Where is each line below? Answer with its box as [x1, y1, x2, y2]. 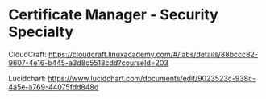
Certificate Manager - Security [8, 6, 219, 24]
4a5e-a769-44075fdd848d [8, 82, 99, 92]
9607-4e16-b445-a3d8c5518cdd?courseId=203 [8, 58, 169, 68]
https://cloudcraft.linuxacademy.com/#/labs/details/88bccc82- [48, 49, 258, 59]
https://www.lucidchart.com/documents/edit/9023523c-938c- [48, 73, 256, 83]
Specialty [8, 23, 74, 41]
